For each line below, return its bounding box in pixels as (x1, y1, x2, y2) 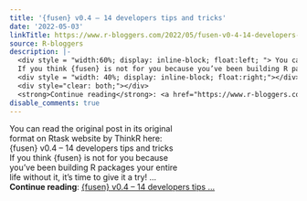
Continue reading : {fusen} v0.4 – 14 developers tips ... (9, 182, 216, 193)
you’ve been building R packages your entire (9, 162, 178, 174)
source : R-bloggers (9, 38, 84, 48)
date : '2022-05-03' (9, 22, 84, 31)
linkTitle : (9, 30, 51, 39)
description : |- (9, 48, 71, 57)
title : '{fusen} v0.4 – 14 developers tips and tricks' (9, 13, 227, 23)
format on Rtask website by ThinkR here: (9, 133, 163, 144)
